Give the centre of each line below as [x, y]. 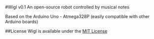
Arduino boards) [22, 22]
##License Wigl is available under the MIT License [56, 31]
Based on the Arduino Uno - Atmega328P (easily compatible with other [77, 16]
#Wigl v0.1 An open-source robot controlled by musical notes [67, 7]
